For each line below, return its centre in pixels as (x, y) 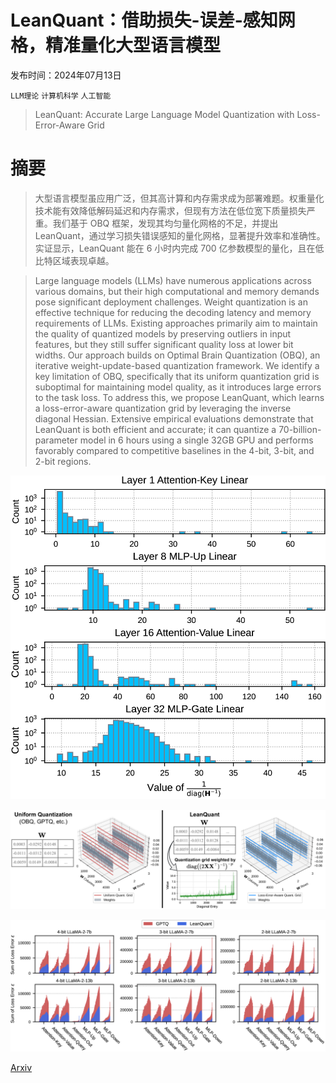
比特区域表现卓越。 (74, 260)
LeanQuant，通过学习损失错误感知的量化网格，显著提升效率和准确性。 (180, 235)
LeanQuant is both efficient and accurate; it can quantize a (155, 429)
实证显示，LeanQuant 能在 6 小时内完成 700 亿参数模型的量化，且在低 (179, 248)
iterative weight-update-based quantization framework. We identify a (177, 365)
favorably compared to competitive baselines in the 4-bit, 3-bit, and (174, 450)
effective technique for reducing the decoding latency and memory (173, 312)
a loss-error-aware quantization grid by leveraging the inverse (163, 408)
